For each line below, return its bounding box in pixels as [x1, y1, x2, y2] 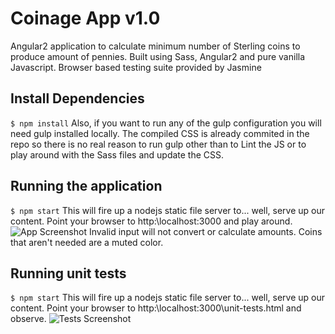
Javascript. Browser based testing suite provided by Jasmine [10, 61, 262, 73]
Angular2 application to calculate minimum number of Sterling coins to [10, 40, 301, 52]
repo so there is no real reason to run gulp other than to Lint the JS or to [10, 138, 307, 150]
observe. [10, 313, 47, 325]
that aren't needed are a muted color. [10, 236, 164, 248]
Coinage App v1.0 [10, 7, 161, 30]
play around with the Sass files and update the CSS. [10, 148, 225, 161]
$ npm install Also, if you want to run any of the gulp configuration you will [10, 117, 322, 129]
